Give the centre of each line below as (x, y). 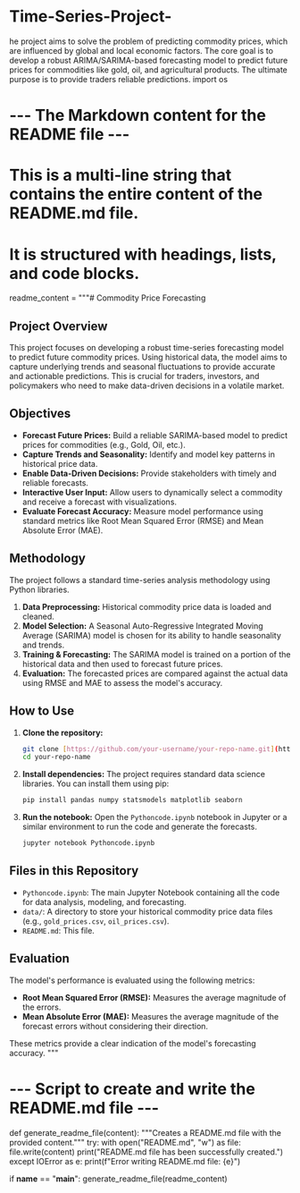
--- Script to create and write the (133, 1089)
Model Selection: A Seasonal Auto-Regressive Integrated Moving (142, 626)
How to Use (42, 711)
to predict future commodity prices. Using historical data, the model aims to (148, 357)
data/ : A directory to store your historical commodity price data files (147, 911)
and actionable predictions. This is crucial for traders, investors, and (134, 377)
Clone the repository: (62, 732)
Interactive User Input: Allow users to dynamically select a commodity (152, 492)
